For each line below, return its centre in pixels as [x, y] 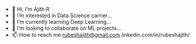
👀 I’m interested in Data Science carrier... [62, 15]
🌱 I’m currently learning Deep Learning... [61, 22]
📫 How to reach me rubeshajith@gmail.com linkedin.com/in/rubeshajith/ [101, 35]
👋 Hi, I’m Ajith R [31, 9]
